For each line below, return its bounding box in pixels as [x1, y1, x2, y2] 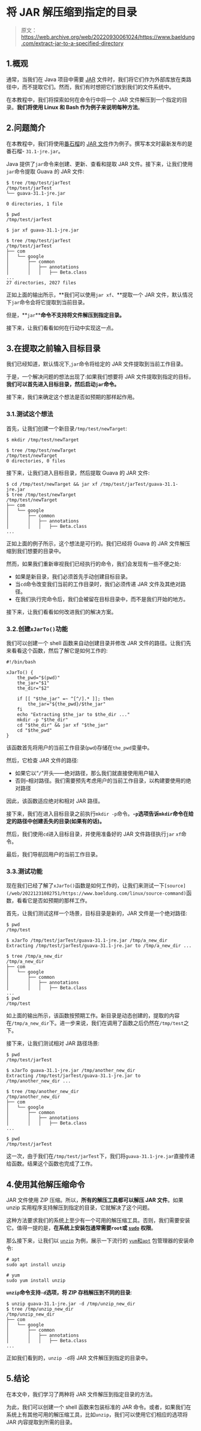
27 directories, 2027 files [6, 280, 77, 286]
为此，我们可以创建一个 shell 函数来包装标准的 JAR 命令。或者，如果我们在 [6, 1403, 191, 1411]
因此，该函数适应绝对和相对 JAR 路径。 [6, 797, 104, 804]
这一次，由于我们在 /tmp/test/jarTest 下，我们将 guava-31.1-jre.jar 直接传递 [6, 1153, 195, 1160]
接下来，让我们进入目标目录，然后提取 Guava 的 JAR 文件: [6, 469, 150, 476]
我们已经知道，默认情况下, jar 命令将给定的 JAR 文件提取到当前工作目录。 [6, 360, 187, 367]
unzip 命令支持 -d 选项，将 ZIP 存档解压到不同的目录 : [6, 1289, 133, 1296]
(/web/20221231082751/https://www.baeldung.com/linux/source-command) [6, 890, 187, 896]
